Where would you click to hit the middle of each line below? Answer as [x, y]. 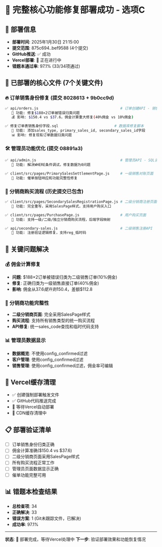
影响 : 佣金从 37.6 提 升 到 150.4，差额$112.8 [52, 289]
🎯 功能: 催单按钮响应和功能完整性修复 [45, 178]
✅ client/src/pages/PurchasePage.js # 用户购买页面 [75, 215]
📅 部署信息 [20, 29]
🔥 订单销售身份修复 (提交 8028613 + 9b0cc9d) [60, 98]
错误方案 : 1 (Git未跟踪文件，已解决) [47, 518]
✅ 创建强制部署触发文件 [35, 395]
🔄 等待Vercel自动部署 [33, 407]
